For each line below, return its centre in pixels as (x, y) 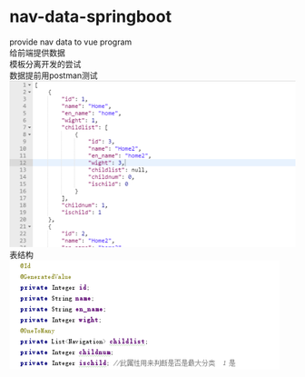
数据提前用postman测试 (54, 75)
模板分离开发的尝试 (45, 64)
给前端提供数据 (37, 53)
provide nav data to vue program (71, 42)
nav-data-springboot (91, 17)
